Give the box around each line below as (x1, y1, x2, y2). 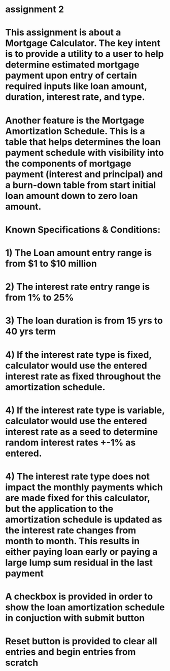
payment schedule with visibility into (5, 147, 164, 158)
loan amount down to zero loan (5, 190, 138, 201)
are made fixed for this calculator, (5, 492, 150, 504)
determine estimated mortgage (5, 59, 140, 70)
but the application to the (5, 503, 114, 514)
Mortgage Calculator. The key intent (5, 38, 161, 49)
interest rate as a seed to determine (5, 426, 158, 437)
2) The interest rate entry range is (5, 281, 150, 292)
